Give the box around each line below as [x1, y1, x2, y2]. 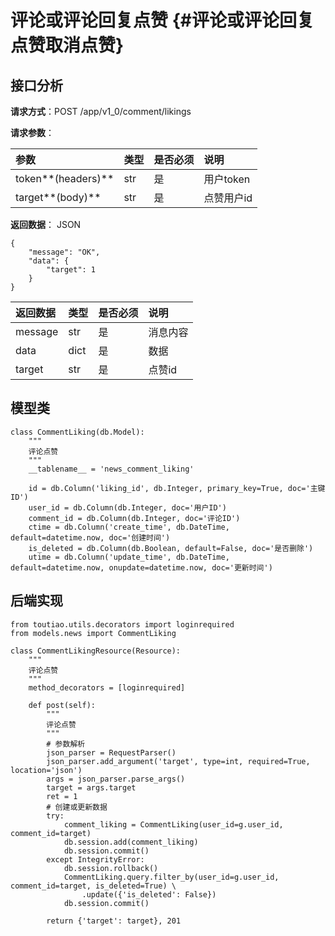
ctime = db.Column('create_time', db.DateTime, [28, 522, 230, 532]
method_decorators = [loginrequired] [28, 682, 186, 693]
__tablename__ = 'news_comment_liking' [28, 464, 195, 474]
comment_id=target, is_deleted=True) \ [10, 881, 177, 891]
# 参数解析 [46, 739, 86, 749]
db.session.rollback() [63, 863, 159, 873]
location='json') [10, 765, 83, 775]
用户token [203, 172, 251, 186]
